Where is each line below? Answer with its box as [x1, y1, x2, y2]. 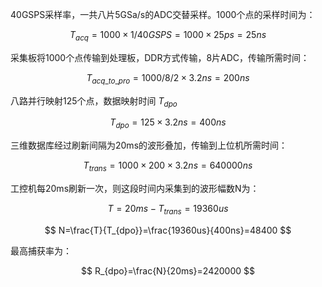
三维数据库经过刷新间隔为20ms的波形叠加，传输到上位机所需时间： [10, 139, 288, 152]
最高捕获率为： [10, 244, 72, 257]
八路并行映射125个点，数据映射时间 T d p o [10, 94, 178, 109]
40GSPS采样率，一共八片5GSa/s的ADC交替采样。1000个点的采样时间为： [10, 9, 316, 20]
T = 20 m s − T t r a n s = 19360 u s [107, 202, 229, 217]
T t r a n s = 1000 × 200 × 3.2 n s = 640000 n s [83, 159, 253, 173]
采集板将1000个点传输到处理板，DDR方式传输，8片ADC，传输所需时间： [10, 51, 310, 63]
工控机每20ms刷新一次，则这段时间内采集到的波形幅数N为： [10, 182, 260, 194]
